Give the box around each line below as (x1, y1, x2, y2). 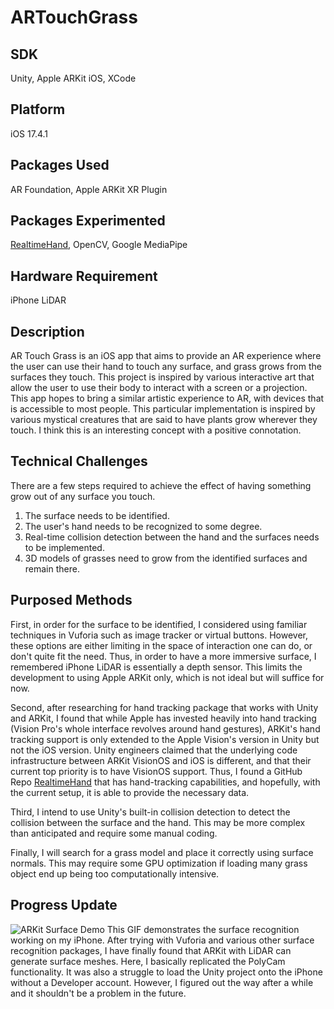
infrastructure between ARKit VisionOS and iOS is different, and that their (10, 754, 312, 766)
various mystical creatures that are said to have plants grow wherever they (10, 414, 318, 426)
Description (10, 323, 85, 340)
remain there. (24, 562, 80, 575)
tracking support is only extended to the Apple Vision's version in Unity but (10, 733, 320, 745)
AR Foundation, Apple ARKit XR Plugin (10, 183, 168, 195)
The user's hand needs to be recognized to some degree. (24, 520, 263, 532)
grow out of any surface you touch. (10, 490, 156, 502)
